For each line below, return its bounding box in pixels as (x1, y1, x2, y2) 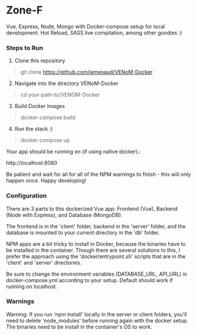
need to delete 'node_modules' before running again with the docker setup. (6, 317, 189, 324)
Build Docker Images (14, 103, 65, 110)
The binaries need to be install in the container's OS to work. (6, 323, 152, 330)
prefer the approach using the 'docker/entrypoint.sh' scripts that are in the (6, 253, 186, 260)
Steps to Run (6, 43, 43, 52)
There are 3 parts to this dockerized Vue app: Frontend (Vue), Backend (6, 205, 178, 212)
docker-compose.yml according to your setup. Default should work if (6, 276, 173, 283)
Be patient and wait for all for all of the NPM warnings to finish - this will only (6, 171, 191, 178)
